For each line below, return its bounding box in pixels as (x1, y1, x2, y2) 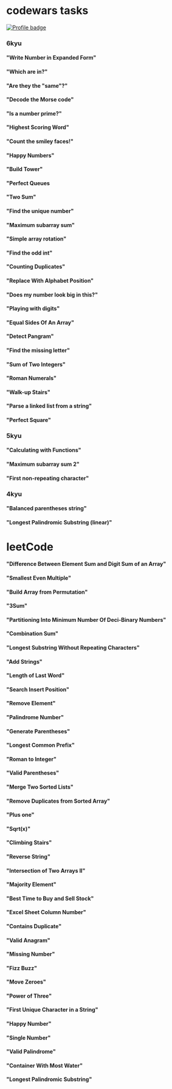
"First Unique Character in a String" (6, 1006, 98, 1013)
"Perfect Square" (6, 416, 52, 423)
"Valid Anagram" (6, 936, 50, 944)
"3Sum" (6, 602, 27, 610)
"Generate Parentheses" (6, 727, 71, 735)
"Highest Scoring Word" (6, 124, 69, 131)
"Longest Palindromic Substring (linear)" (6, 518, 112, 526)
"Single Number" (6, 1034, 51, 1041)
